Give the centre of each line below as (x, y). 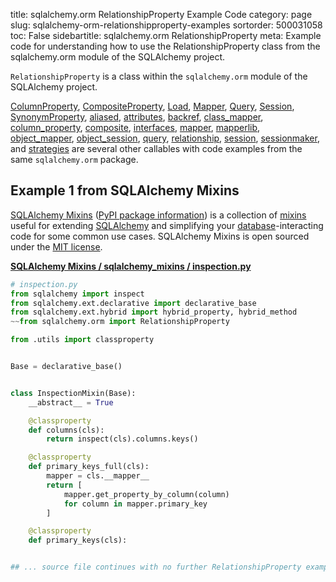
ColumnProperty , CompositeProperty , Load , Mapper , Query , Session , (152, 106)
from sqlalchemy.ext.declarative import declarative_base (133, 303)
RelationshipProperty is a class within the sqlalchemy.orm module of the (159, 76)
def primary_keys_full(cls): (89, 467)
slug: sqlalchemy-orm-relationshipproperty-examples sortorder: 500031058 (166, 25)
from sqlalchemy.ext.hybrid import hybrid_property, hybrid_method (154, 312)
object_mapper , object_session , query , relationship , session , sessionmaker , (165, 138)
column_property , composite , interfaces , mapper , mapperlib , (135, 127)
